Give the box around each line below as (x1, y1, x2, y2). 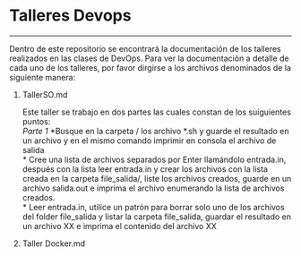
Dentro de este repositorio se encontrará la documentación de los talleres (9, 43, 281, 54)
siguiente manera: (9, 72, 76, 82)
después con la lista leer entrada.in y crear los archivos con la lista (21, 163, 269, 175)
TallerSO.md (21, 89, 68, 99)
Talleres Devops (9, 5, 132, 26)
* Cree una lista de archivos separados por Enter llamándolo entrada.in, (21, 154, 287, 165)
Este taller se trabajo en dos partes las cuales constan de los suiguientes (21, 107, 291, 117)
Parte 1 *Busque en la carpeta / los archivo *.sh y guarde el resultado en (21, 125, 289, 136)
